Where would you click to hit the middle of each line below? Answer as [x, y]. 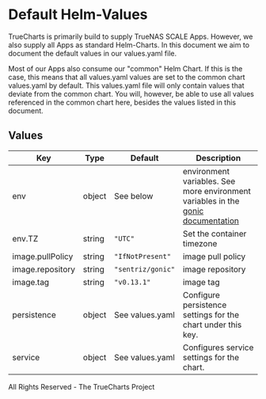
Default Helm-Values [78, 15]
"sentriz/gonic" [145, 269]
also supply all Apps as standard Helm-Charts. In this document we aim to [129, 44]
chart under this [212, 325]
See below [134, 196]
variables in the [211, 201]
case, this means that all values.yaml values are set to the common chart [127, 77]
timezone [200, 243]
